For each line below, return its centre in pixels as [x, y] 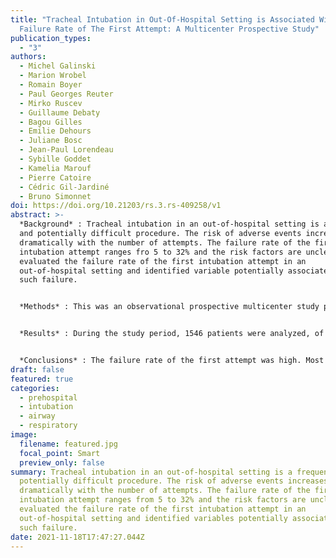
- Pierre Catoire [55, 177]
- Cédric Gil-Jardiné [64, 187]
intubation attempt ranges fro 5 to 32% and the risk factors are [160, 252]
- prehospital [48, 397]
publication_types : [51, 38]
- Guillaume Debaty [60, 112]
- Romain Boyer [51, 85]
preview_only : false [62, 462]
